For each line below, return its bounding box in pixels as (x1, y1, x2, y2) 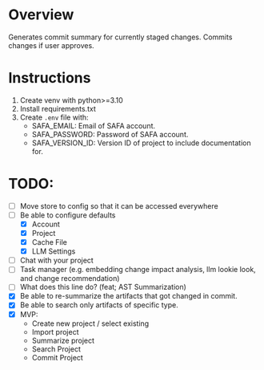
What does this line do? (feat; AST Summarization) (19, 283, 186, 292)
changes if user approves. (8, 40, 94, 50)
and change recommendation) (19, 274, 120, 283)
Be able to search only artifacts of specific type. (19, 300, 178, 310)
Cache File (31, 238, 68, 247)
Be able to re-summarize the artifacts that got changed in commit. (19, 291, 238, 301)
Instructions (8, 69, 91, 87)
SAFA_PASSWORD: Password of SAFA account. (31, 129, 189, 139)
